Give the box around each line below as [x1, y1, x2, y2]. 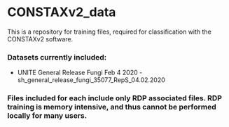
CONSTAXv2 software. [7, 34, 74, 43]
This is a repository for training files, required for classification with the [7, 27, 211, 36]
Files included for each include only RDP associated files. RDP [7, 93, 223, 103]
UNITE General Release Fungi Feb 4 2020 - [17, 68, 143, 77]
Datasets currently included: [7, 52, 107, 62]
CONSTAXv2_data [7, 4, 116, 20]
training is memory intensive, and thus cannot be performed [7, 102, 216, 112]
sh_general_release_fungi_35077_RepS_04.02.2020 [17, 76, 166, 84]
